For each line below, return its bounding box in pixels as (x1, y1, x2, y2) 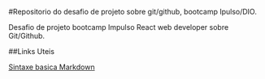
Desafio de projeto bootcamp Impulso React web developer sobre (8, 23, 229, 31)
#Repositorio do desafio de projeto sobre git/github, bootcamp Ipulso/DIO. (8, 7, 258, 16)
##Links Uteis (8, 47, 55, 56)
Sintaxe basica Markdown (8, 62, 95, 72)
